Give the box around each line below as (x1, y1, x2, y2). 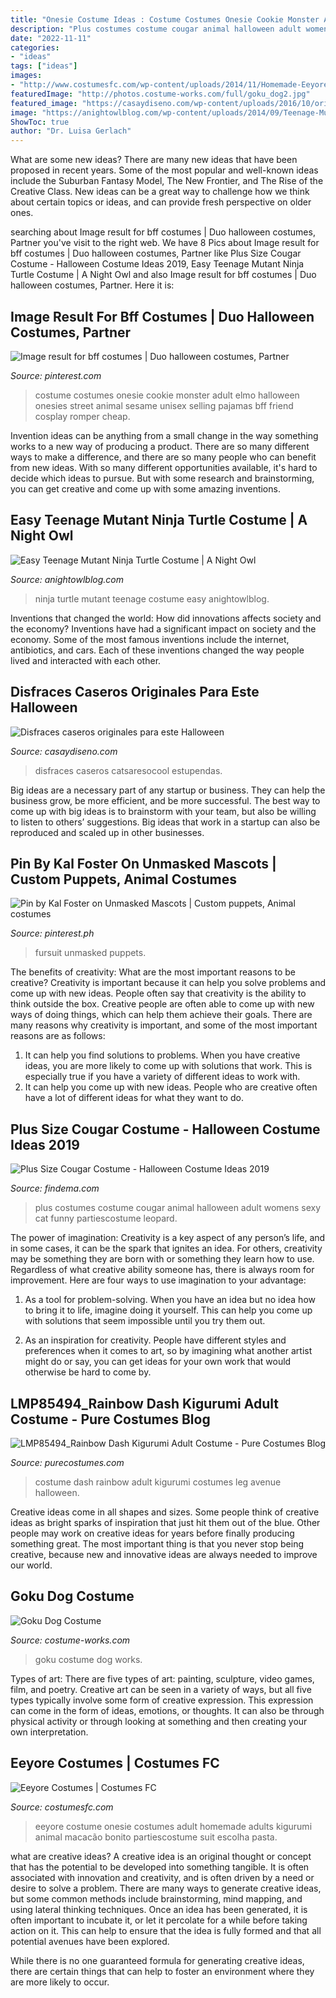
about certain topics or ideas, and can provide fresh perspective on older (10, 196, 312, 208)
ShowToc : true (10, 117, 70, 127)
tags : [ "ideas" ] (10, 61, 78, 71)
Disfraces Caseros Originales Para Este (10, 684, 260, 701)
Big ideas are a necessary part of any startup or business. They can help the (10, 784, 326, 796)
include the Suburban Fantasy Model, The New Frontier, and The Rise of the (10, 175, 324, 187)
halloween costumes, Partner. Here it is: (10, 279, 175, 291)
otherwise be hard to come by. (24, 1366, 152, 1378)
